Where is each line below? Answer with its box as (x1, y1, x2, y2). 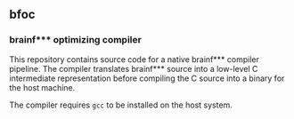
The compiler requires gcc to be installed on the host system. (9, 99, 233, 110)
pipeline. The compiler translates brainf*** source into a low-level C (9, 63, 258, 74)
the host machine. (9, 82, 76, 92)
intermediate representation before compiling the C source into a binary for (9, 73, 285, 83)
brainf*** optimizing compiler (9, 34, 143, 46)
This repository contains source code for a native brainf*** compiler (9, 53, 260, 65)
